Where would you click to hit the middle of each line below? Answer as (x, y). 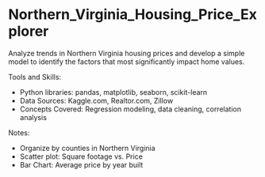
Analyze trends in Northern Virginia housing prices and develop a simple (127, 53)
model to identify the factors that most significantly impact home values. (127, 62)
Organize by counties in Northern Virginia (88, 148)
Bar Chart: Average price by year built (81, 164)
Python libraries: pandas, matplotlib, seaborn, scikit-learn (113, 92)
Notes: (19, 133)
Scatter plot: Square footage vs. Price (81, 156)
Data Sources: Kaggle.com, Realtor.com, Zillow (96, 100)
